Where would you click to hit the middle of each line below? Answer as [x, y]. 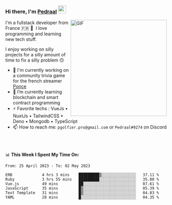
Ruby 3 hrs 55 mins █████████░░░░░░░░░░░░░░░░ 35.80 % [82, 179]
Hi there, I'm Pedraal [31, 11]
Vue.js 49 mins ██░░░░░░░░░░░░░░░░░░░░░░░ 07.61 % [82, 184]
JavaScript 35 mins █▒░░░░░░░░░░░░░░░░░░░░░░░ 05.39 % [82, 189]
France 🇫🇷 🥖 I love [26, 28]
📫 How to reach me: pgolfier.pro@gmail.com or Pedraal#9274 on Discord [90, 127]
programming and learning [33, 34]
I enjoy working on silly [29, 49]
